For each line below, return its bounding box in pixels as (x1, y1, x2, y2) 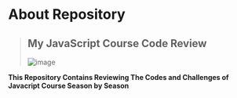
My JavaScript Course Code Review (27, 37, 207, 50)
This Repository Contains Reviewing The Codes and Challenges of (8, 73, 229, 82)
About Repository (8, 5, 126, 24)
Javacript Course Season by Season (8, 81, 129, 90)
